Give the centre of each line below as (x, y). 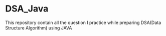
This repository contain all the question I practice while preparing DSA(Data (83, 22)
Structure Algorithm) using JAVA (39, 27)
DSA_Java (27, 9)
